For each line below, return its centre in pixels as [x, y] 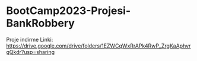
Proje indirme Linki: [30, 39]
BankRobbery [41, 23]
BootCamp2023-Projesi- [69, 11]
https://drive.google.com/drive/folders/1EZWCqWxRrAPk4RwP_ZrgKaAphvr [99, 46]
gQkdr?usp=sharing [31, 52]
